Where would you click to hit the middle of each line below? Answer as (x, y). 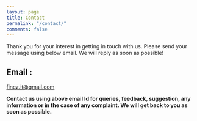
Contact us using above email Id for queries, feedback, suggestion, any (99, 99)
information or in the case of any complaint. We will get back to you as (97, 105)
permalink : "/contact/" (37, 23)
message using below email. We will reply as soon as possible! (85, 53)
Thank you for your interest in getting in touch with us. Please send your (97, 46)
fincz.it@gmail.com (30, 87)
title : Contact (26, 18)
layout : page (23, 12)
